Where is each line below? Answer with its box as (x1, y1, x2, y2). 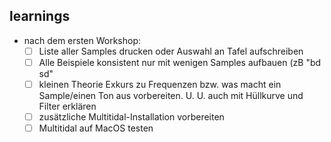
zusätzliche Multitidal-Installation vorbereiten (38, 111, 225, 123)
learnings (9, 8, 71, 25)
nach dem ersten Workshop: (23, 34, 142, 46)
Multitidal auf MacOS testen (38, 122, 154, 134)
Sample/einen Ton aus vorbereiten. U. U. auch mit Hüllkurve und (38, 90, 304, 101)
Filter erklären (38, 100, 97, 112)
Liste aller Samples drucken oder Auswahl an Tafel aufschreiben (38, 45, 304, 57)
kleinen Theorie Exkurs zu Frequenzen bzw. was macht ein (38, 78, 282, 90)
